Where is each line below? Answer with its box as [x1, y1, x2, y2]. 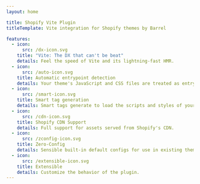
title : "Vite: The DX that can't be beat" [17, 53, 124, 59]
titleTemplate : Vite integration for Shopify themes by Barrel [6, 25, 167, 31]
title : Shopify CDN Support [17, 119, 86, 125]
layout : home [6, 8, 39, 15]
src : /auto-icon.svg [21, 69, 73, 75]
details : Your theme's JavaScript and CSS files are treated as [17, 80, 180, 87]
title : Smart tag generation [17, 97, 89, 103]
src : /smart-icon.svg [21, 91, 76, 97]
